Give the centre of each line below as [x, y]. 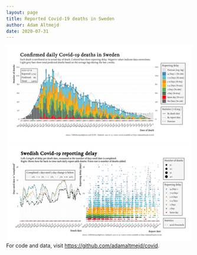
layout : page [22, 12]
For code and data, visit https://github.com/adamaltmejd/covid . [83, 246]
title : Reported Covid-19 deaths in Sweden [60, 19]
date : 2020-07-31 [27, 31]
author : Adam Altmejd [33, 25]
